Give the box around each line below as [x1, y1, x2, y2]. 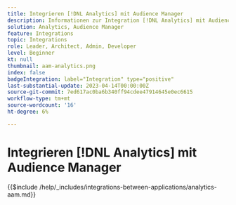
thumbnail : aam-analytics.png [7, 62, 96, 70]
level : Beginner [7, 50, 55, 57]
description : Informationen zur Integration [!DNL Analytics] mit [7, 17, 206, 24]
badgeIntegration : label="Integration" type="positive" [7, 75, 174, 83]
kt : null [7, 56, 33, 63]
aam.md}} [7, 190, 37, 199]
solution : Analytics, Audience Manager [7, 23, 124, 30]
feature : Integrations [7, 29, 74, 37]
